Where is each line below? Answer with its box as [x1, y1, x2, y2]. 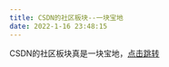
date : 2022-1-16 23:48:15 [9, 22, 107, 31]
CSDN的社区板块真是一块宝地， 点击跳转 [9, 47, 160, 59]
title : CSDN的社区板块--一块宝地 [9, 13, 124, 23]
